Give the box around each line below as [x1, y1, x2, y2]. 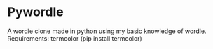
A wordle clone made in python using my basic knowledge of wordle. [7, 27, 207, 35]
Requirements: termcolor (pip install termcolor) [7, 34, 142, 42]
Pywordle [7, 4, 64, 20]
